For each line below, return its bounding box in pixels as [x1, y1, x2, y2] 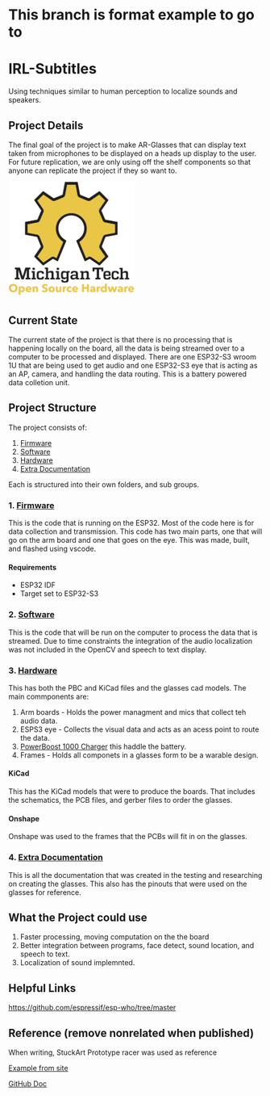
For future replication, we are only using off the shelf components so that [8, 157, 251, 166]
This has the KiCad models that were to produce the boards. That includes [8, 787, 255, 796]
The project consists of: [8, 422, 87, 432]
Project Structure [8, 401, 97, 415]
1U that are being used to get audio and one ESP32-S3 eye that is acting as [8, 360, 258, 370]
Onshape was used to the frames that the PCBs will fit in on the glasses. [8, 832, 247, 842]
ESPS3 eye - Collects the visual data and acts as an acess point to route [19, 724, 260, 734]
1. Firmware [8, 499, 55, 510]
